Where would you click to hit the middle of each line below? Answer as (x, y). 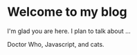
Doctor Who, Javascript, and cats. (56, 44)
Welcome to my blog (67, 12)
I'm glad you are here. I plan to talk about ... (69, 31)
